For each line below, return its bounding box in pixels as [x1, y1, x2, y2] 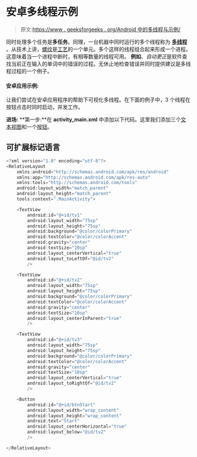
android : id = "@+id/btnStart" [27, 402, 96, 408]
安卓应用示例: [6, 82, 39, 89]
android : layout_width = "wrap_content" [27, 407, 119, 413]
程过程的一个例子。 [6, 67, 53, 74]
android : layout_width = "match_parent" [16, 185, 109, 191]
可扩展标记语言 [6, 142, 60, 152]
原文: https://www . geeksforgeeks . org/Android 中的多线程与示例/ [20, 26, 181, 33]
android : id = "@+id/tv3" [27, 337, 83, 343]
